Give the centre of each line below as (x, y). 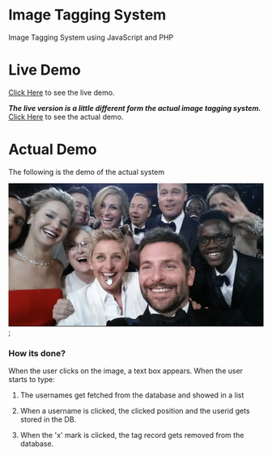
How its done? (37, 353)
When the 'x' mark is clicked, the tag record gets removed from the (132, 436)
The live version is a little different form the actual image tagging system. (135, 108)
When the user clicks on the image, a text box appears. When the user (126, 371)
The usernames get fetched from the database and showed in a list (132, 395)
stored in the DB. (48, 419)
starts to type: (32, 380)
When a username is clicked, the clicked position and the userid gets (135, 411)
